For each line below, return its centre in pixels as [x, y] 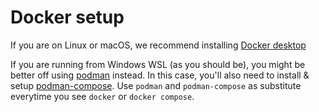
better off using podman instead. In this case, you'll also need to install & [160, 75]
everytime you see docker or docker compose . [102, 96]
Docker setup [67, 17]
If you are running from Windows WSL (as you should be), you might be [158, 64]
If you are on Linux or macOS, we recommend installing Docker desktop [158, 45]
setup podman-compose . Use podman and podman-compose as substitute [156, 85]
